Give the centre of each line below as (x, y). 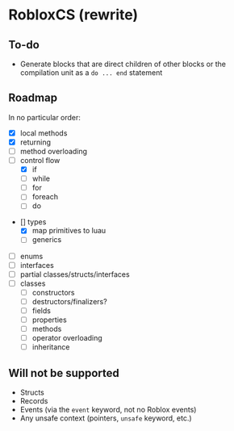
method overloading (53, 151)
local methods (44, 133)
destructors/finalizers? (69, 301)
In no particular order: (44, 117)
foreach (45, 197)
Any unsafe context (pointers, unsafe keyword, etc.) (106, 418)
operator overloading (67, 338)
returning (35, 142)
